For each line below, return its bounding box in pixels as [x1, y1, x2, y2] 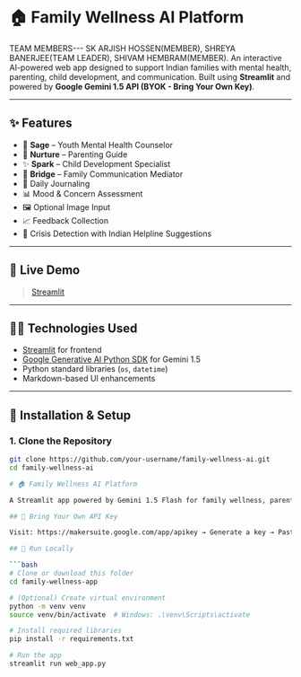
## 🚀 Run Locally [9, 544, 74, 553]
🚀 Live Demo [9, 262, 81, 278]
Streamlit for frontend [21, 345, 102, 356]
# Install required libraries [9, 626, 123, 636]
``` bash [9, 560, 39, 570]
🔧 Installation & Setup [9, 408, 132, 423]
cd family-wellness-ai [9, 463, 94, 472]
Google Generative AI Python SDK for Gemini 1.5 [21, 354, 202, 365]
